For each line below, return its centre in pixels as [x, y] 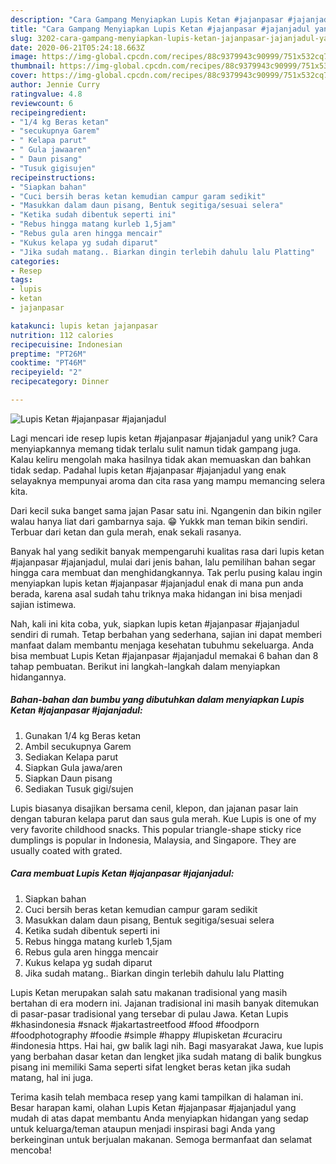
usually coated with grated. [66, 850]
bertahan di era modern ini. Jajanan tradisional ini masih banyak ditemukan [165, 1003]
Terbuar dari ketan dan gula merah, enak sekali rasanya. [126, 532]
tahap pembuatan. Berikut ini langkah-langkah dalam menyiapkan [145, 666]
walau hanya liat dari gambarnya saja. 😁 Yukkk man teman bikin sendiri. [159, 521]
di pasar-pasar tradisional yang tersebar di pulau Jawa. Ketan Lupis [149, 1013]
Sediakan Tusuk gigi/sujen [79, 788]
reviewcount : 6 [42, 103]
